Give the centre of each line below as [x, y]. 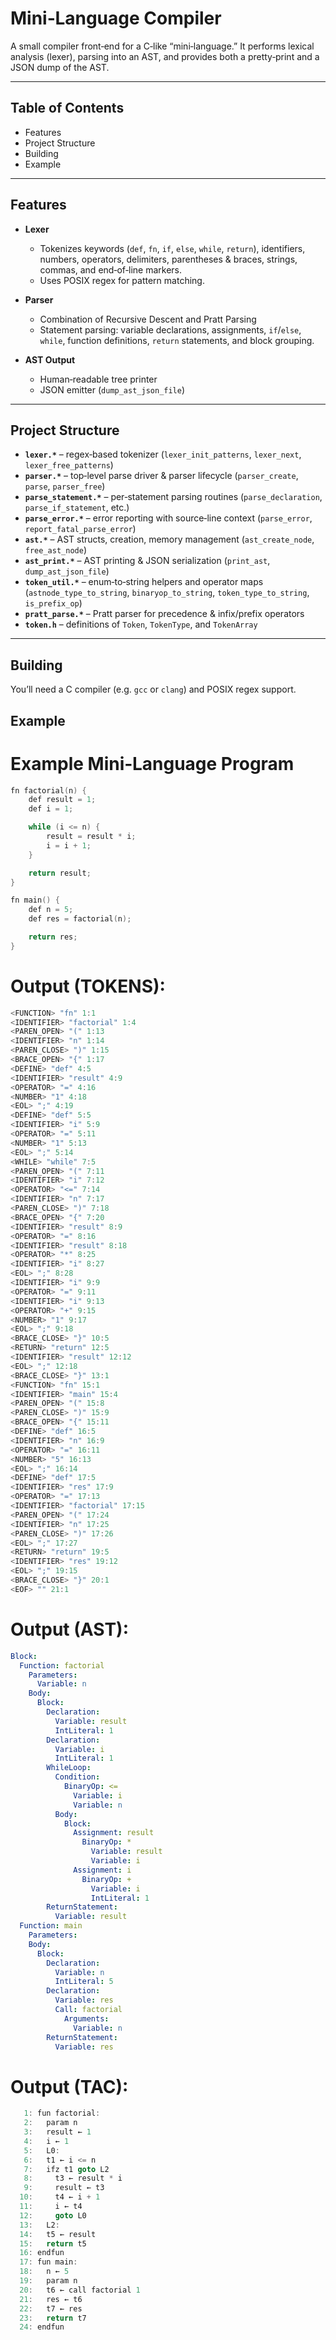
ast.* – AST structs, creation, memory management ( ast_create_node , [169, 539]
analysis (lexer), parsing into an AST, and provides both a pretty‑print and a [165, 56]
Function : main [51, 1926]
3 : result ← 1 [57, 2132]
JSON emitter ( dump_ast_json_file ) [112, 389]
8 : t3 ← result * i [73, 2178]
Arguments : [86, 2018]
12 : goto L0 [53, 2215]
